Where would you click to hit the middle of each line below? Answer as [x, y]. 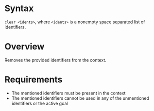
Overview [25, 47]
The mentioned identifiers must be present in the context [68, 93]
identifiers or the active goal [40, 103]
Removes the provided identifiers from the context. [55, 60]
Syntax [19, 8]
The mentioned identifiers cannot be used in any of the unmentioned [80, 98]
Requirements [34, 80]
